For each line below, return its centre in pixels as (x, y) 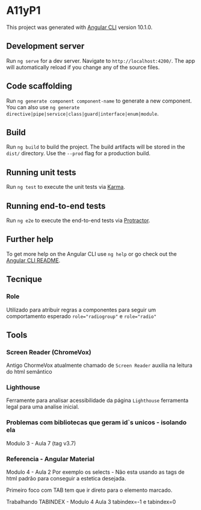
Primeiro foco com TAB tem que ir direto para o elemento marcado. (89, 490)
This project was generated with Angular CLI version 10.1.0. (79, 27)
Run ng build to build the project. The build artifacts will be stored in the (96, 147)
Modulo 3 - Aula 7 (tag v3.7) (41, 443)
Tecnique (24, 279)
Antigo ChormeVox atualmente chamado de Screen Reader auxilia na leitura (99, 365)
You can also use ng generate (43, 107)
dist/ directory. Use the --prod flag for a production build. (78, 153)
